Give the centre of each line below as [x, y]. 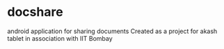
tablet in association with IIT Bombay [60, 38]
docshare [35, 12]
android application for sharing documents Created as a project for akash [112, 31]
